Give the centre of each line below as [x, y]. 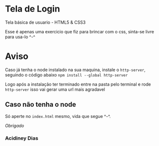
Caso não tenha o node [41, 105]
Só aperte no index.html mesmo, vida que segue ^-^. [58, 116]
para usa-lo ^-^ [20, 37]
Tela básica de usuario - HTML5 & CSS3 [45, 22]
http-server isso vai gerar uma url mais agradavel [55, 89]
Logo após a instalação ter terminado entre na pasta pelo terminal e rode [78, 84]
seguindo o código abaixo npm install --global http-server [66, 75]
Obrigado [15, 125]
